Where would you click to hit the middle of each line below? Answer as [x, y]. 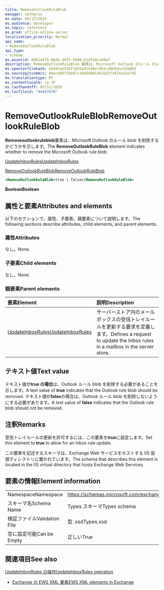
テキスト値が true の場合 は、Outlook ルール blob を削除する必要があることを [82, 384]
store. [103, 353]
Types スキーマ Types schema [102, 506]
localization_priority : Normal [37, 37]
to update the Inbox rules [125, 340]
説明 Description [115, 303]
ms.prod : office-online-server [37, 32]
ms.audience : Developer [29, 23]
